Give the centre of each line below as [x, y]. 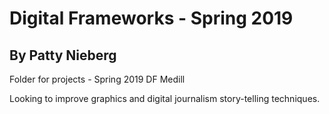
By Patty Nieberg [63, 55]
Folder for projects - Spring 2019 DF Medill [97, 79]
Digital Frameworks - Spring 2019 [151, 18]
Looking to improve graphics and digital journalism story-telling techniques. [165, 98]
